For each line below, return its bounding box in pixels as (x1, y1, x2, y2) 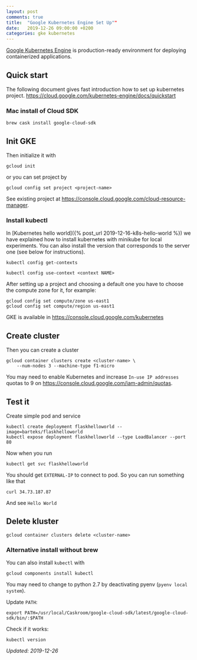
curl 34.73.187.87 (6, 489, 51, 495)
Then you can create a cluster (6, 346, 79, 354)
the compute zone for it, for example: (6, 287, 96, 294)
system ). (6, 587, 26, 595)
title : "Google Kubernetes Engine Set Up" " (6, 19, 117, 25)
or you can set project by (6, 173, 67, 180)
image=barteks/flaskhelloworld (6, 429, 83, 435)
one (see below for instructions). (6, 248, 86, 255)
